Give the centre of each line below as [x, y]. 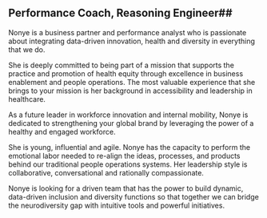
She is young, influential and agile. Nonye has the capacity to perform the [129, 147]
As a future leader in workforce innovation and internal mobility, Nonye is [128, 115]
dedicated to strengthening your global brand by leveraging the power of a [131, 123]
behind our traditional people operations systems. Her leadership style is [128, 164]
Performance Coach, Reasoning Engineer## [121, 13]
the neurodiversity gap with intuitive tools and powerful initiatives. [117, 205]
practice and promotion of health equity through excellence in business [126, 73]
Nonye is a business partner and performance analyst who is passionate [128, 32]
